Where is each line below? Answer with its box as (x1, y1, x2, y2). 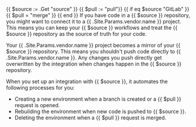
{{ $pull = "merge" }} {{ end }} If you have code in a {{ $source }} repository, (6, 12, 190, 19)
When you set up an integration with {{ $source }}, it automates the (6, 78, 168, 85)
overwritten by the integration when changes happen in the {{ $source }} (6, 60, 182, 67)
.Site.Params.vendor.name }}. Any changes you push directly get (6, 54, 162, 61)
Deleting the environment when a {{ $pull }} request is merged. (14, 114, 167, 121)
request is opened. (14, 102, 60, 108)
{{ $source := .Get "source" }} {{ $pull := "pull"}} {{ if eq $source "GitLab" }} (6, 6, 190, 12)
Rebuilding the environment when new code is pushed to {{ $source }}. (14, 108, 186, 115)
